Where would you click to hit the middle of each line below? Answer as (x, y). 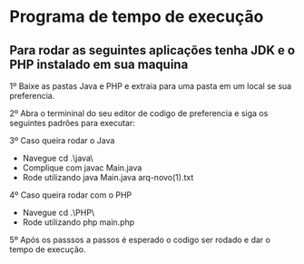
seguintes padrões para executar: (73, 123)
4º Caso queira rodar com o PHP (71, 195)
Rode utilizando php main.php (78, 222)
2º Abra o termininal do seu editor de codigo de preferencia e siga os (139, 113)
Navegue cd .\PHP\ (59, 212)
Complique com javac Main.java (82, 168)
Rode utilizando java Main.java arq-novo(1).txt (108, 177)
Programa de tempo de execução (137, 17)
